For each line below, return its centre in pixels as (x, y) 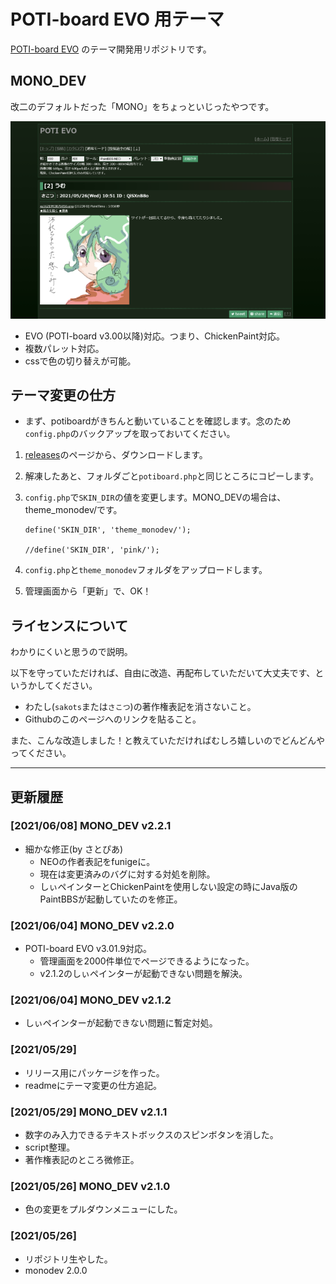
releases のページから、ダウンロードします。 (116, 455)
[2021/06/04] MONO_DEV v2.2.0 (92, 925)
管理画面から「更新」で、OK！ (88, 591)
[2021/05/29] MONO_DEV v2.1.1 (89, 1112)
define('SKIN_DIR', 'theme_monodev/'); (108, 530)
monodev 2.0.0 (56, 1270)
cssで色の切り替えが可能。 (80, 361)
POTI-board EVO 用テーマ (117, 19)
